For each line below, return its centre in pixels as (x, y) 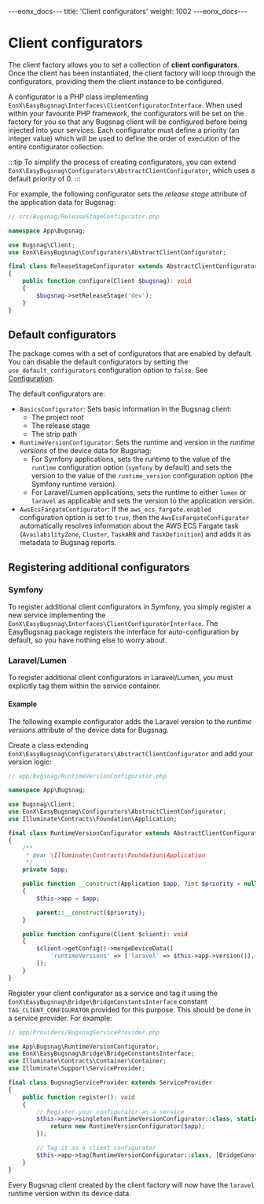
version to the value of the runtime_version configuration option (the (142, 476)
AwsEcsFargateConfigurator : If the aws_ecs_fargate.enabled (115, 509)
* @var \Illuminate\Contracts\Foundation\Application (115, 855)
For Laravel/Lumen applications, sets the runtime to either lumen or (139, 492)
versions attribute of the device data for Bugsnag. (88, 730)
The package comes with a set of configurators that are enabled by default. (130, 353)
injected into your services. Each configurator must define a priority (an (124, 130)
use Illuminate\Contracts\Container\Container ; (88, 1061)
